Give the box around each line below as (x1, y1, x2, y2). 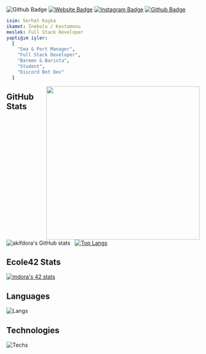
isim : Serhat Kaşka (6, 18, 56, 24)
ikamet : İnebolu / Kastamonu (6, 23, 81, 29)
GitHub (6, 92, 34, 102)
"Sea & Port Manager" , (17, 46, 75, 52)
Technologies (6, 325, 60, 336)
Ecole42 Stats (6, 257, 61, 267)
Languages (6, 291, 50, 301)
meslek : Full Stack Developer (6, 29, 84, 35)
